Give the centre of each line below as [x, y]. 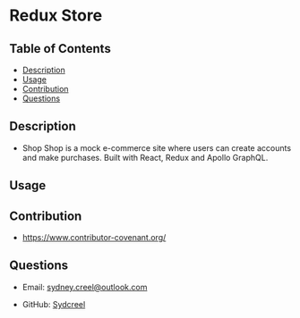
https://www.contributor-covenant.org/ [94, 238]
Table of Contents [60, 49]
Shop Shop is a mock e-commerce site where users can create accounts [157, 147]
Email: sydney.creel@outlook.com [85, 287]
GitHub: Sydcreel [54, 304]
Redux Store [56, 16]
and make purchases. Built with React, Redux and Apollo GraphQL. [145, 157]
